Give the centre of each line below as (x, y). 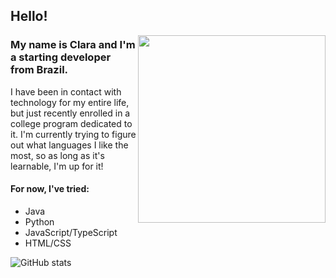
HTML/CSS (48, 243)
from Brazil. (39, 70)
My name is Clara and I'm (73, 45)
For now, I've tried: (50, 189)
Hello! (29, 16)
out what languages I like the (69, 145)
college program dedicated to (71, 123)
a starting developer (61, 57)
